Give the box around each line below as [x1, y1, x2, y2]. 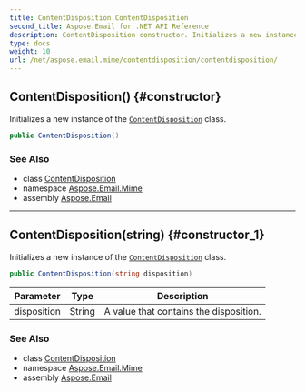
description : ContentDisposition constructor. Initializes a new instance [9, 30, 299, 39]
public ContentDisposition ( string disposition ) [9, 269, 193, 278]
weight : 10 [9, 47, 51, 56]
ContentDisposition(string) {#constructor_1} [9, 227, 265, 243]
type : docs [9, 38, 51, 48]
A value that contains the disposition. [103, 305, 261, 317]
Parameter [14, 289, 61, 302]
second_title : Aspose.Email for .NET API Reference [9, 22, 209, 31]
